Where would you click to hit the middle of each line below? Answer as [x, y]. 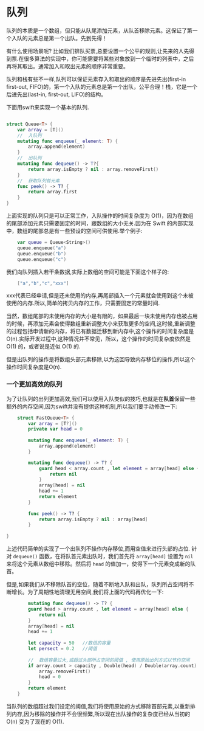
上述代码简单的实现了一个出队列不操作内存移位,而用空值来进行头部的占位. [98, 549]
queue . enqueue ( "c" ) [42, 259]
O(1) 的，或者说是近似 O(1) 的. [43, 347]
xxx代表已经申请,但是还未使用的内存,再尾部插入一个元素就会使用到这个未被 [100, 296]
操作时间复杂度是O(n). [34, 367]
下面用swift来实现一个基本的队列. [48, 107]
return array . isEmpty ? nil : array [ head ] [93, 519]
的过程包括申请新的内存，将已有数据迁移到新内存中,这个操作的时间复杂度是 [100, 331]
